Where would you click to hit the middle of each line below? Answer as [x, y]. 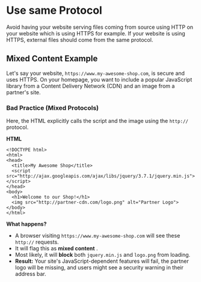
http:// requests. [37, 242]
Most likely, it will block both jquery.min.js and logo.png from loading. [103, 255]
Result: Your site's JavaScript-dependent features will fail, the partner [102, 261]
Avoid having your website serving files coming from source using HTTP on [100, 27]
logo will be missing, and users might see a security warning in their [99, 268]
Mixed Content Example [52, 58]
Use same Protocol [54, 10]
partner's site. [23, 92]
